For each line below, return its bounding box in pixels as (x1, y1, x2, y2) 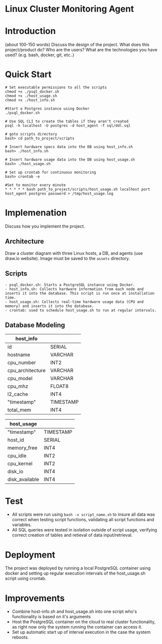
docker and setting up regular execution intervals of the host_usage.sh (5, 570, 146, 576)
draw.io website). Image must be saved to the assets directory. (5, 255, 130, 261)
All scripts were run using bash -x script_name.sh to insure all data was (12, 512, 155, 517)
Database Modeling (5, 321, 65, 330)
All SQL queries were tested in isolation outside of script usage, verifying (12, 527, 157, 533)
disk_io (7, 468, 24, 475)
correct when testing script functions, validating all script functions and (12, 517, 155, 523)
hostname (7, 351, 30, 358)
